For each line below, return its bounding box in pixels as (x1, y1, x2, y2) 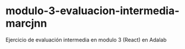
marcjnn (5, 17, 47, 30)
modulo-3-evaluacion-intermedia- (5, 4, 180, 18)
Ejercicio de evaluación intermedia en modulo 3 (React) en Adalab (5, 36, 167, 43)
